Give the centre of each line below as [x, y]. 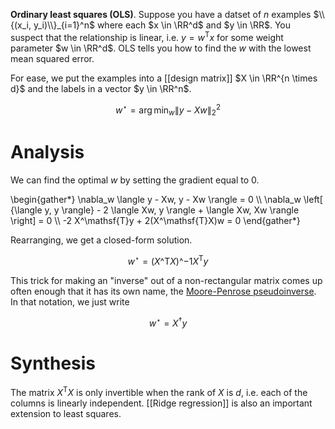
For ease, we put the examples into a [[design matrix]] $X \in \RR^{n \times [164, 78]
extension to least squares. [66, 413]
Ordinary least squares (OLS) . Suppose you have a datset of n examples [161, 14]
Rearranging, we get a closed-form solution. [101, 240]
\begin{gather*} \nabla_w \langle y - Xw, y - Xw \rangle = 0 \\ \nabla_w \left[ [166, 200]
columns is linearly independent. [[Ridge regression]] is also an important [161, 403]
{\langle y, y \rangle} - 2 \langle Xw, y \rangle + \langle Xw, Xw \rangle [155, 210]
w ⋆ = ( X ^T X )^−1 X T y [168, 260]
